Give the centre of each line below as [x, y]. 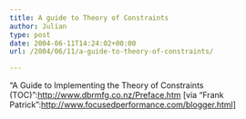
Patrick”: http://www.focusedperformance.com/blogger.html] [123, 104]
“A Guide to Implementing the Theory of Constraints [107, 85]
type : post [30, 35]
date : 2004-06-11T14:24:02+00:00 [73, 43]
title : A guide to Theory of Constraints [89, 18]
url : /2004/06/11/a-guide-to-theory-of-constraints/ [112, 52]
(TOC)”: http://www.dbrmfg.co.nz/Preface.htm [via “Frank [117, 95]
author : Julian [38, 26]
